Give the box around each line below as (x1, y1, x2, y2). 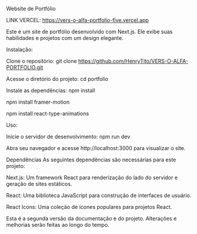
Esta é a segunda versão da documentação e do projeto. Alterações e (6, 215, 177, 222)
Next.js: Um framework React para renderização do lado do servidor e (6, 174, 178, 181)
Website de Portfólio (6, 5, 56, 12)
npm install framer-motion (6, 98, 70, 105)
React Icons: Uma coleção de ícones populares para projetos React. (6, 204, 172, 210)
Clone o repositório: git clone (6, 58, 77, 64)
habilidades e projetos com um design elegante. (6, 35, 123, 41)
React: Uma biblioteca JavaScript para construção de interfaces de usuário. (6, 192, 192, 199)
